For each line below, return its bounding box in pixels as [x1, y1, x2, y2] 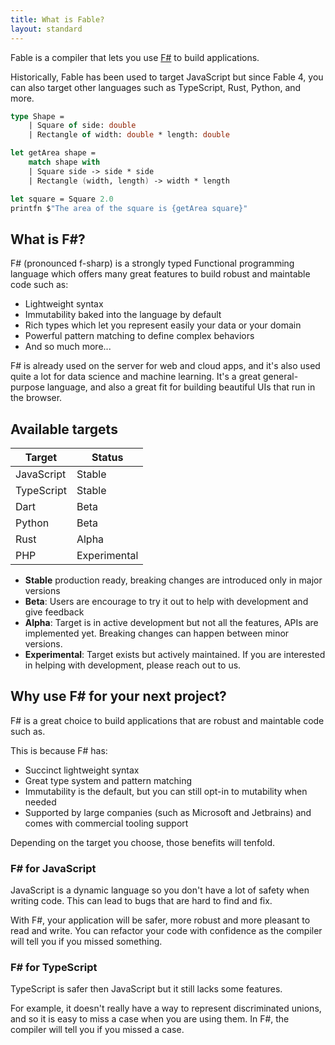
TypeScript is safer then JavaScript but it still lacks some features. [10, 983, 283, 995]
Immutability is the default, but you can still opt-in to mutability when [24, 785, 308, 797]
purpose [10, 381, 45, 393]
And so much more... [24, 341, 112, 353]
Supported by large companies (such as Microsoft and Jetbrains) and [24, 806, 312, 818]
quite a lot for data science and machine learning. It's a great [10, 371, 262, 383]
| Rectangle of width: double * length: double [28, 130, 230, 140]
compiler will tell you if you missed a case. [10, 1024, 185, 1036]
